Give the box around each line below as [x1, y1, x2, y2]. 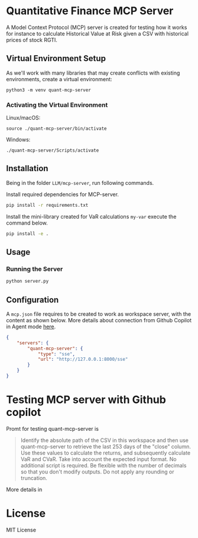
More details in [6, 486, 43, 493]
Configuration [6, 294, 59, 305]
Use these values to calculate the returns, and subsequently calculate [20, 449, 191, 456]
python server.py [6, 278, 49, 284]
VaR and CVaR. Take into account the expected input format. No [20, 455, 177, 463]
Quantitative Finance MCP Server [6, 4, 174, 18]
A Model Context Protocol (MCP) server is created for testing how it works [6, 24, 187, 31]
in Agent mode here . [6, 323, 56, 330]
